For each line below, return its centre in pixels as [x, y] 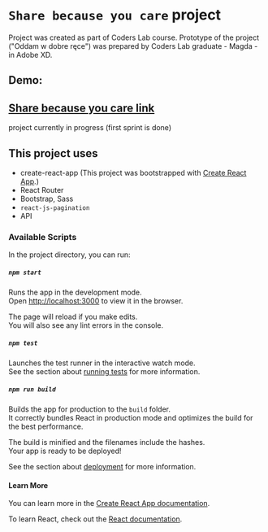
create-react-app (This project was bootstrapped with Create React [133, 172]
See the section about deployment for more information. [102, 467]
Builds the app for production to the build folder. [90, 409]
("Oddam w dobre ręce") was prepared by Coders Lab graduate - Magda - [133, 46]
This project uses [53, 153]
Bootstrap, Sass [47, 198]
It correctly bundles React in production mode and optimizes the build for [131, 418]
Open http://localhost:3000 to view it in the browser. [96, 301]
